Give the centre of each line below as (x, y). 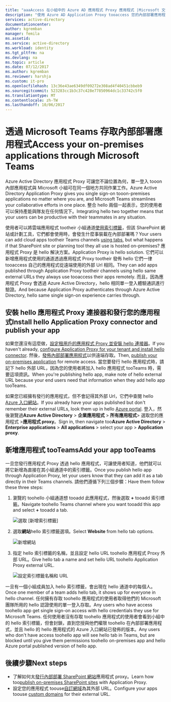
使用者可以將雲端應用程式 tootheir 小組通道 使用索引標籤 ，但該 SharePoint (82, 228)
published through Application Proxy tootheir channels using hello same (81, 271)
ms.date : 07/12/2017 (27, 67)
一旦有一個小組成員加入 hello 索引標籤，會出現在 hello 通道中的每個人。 (80, 586)
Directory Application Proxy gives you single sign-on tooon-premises (78, 193)
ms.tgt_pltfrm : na (25, 53)
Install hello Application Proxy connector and (85, 322)
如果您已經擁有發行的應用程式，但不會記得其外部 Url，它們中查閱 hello (79, 396)
